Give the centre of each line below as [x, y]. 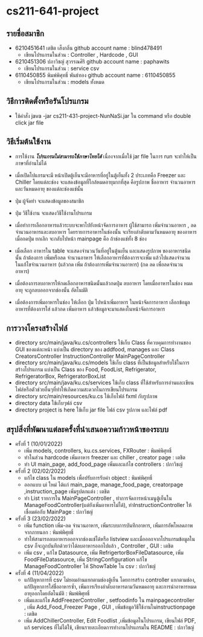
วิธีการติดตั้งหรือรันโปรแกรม [47, 101]
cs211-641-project [53, 11]
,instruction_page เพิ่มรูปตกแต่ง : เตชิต [67, 491]
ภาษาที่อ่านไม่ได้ [31, 163]
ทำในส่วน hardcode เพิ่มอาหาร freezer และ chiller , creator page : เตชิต [105, 458]
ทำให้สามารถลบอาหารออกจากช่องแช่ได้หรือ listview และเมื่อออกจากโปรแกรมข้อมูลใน [109, 539]
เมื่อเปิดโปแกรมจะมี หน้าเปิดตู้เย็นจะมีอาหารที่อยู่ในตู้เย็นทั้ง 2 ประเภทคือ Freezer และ [100, 175]
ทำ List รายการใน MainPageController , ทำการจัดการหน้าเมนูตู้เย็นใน [98, 498]
